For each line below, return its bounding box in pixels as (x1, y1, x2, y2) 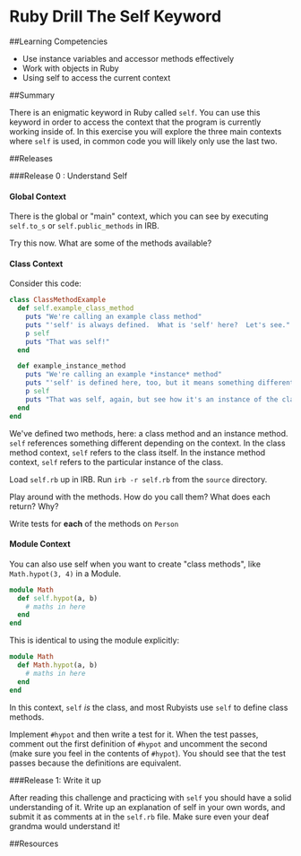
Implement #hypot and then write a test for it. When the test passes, (9, 729, 259, 739)
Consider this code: (9, 278, 82, 289)
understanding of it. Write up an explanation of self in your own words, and (9, 801, 286, 812)
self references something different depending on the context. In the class (9, 437, 286, 448)
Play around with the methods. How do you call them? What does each (9, 491, 271, 502)
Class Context (9, 258, 64, 269)
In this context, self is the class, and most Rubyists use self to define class (9, 702, 288, 713)
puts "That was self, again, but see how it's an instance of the (25, 394, 279, 404)
